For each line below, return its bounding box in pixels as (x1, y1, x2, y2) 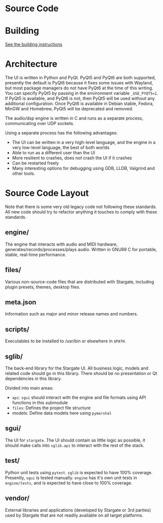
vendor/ (5, 494, 30, 502)
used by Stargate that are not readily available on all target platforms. (5, 512, 144, 518)
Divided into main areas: (5, 385, 54, 391)
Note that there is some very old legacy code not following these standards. (5, 204, 157, 209)
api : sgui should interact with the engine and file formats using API (12, 395, 146, 400)
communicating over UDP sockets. (5, 121, 74, 126)
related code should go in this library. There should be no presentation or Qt (5, 371, 157, 377)
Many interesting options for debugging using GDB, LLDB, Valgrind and (12, 166, 155, 171)
